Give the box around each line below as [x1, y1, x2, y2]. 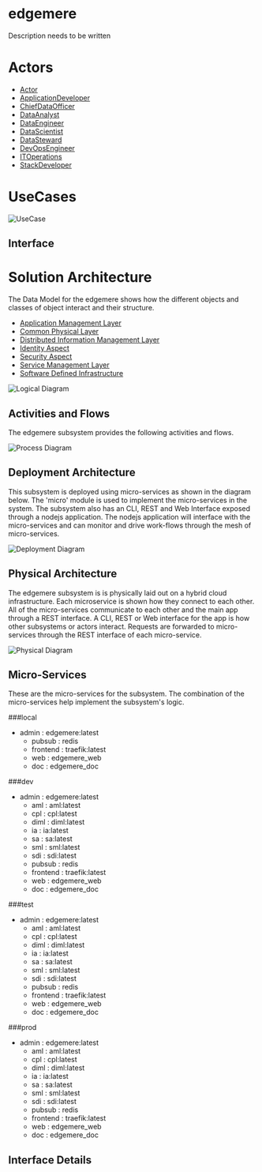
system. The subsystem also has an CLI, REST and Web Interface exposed [8, 503, 251, 513]
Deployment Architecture [8, 466, 136, 479]
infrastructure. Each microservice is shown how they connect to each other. [8, 596, 255, 606]
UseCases [8, 188, 77, 206]
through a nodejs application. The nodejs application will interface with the [8, 512, 251, 521]
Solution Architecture [8, 269, 152, 287]
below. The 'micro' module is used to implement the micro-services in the [8, 495, 248, 505]
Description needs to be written [8, 31, 111, 40]
